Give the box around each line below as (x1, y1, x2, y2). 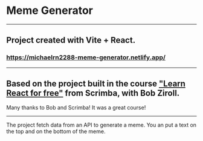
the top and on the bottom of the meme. (6, 128, 106, 135)
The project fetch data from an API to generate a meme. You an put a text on (6, 122, 197, 129)
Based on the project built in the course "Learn (6, 79, 186, 89)
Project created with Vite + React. (6, 35, 136, 45)
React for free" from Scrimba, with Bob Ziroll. (6, 88, 180, 99)
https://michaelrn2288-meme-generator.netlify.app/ (6, 53, 166, 62)
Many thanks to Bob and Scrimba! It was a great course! (6, 104, 146, 111)
